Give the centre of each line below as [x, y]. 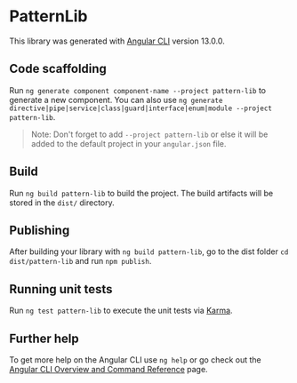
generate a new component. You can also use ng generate [116, 100]
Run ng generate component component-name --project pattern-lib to [138, 90]
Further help [44, 338]
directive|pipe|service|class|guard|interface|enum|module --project [141, 108]
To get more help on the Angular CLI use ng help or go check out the [135, 360]
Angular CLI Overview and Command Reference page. [108, 369]
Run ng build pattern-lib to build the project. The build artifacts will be [141, 193]
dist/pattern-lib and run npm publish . [80, 261]
